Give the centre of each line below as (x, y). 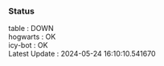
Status (21, 11)
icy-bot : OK (28, 45)
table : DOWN (31, 29)
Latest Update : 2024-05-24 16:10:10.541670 (82, 54)
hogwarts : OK (32, 37)
